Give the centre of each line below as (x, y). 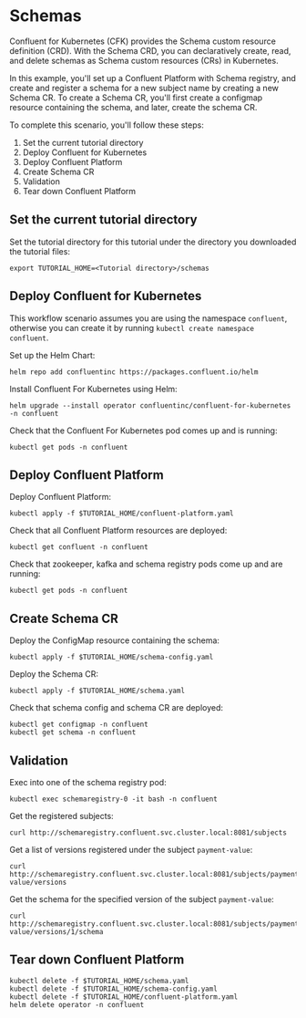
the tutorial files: (40, 251)
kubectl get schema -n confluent (73, 732)
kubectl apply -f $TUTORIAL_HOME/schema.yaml (97, 691)
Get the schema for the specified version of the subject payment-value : (142, 899)
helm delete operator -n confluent (77, 1004)
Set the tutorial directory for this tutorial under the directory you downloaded (153, 242)
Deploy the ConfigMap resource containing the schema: (115, 640)
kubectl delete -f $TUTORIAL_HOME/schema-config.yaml (114, 989)
